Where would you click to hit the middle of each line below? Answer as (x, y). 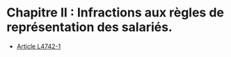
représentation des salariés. (90, 27)
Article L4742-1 (39, 46)
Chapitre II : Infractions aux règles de (115, 13)
